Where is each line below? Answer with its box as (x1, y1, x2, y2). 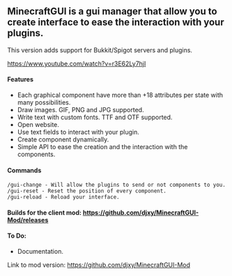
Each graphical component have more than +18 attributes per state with (17, 91, 224, 100)
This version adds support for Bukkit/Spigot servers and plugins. (7, 45, 193, 54)
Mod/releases (7, 215, 49, 224)
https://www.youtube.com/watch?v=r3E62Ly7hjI (7, 59, 146, 68)
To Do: (7, 231, 26, 240)
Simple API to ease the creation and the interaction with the (17, 143, 188, 151)
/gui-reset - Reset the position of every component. (7, 187, 167, 194)
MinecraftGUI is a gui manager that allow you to (7, 6, 217, 17)
